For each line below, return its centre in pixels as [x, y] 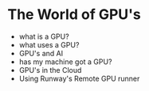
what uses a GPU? [49, 44]
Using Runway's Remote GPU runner [79, 78]
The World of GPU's [74, 15]
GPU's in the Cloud [50, 70]
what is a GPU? [44, 36]
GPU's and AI [41, 53]
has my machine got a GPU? [65, 62]
